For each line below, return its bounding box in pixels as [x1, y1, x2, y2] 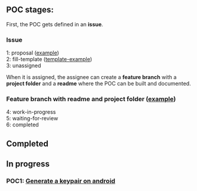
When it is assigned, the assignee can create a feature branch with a [6, 74, 177, 81]
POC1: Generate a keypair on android [6, 177, 116, 185]
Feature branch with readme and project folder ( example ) [6, 95, 176, 104]
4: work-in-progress [6, 108, 56, 116]
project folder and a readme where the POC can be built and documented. [6, 80, 192, 87]
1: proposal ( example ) [6, 49, 59, 56]
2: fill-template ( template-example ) [6, 56, 93, 63]
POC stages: [6, 5, 54, 15]
